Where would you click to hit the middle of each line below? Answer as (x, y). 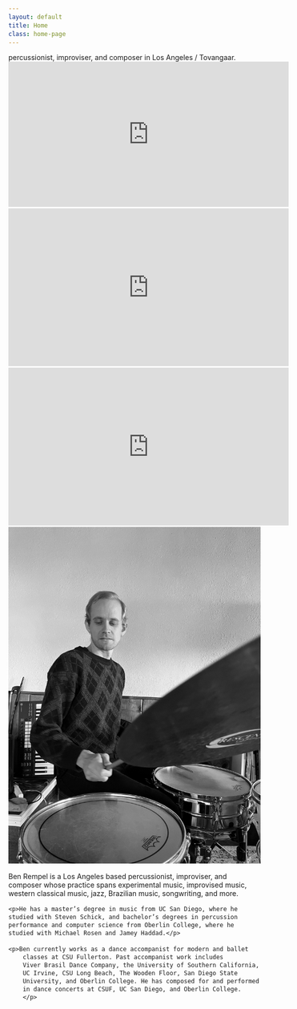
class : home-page (37, 34)
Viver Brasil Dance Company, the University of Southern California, (141, 966)
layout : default (35, 17)
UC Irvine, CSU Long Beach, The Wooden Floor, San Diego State (130, 974)
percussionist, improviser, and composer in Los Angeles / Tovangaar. (122, 58)
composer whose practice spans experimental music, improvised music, (128, 885)
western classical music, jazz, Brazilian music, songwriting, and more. (123, 894)
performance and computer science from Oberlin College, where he (121, 926)
